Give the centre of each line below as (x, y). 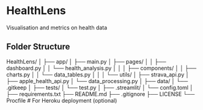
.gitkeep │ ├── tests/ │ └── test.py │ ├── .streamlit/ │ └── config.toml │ (100, 87)
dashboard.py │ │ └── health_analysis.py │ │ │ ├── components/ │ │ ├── (102, 68)
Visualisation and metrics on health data (57, 28)
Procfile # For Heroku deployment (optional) (62, 100)
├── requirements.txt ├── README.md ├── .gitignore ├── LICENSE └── (101, 94)
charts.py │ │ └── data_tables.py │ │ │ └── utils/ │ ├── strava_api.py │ (98, 75)
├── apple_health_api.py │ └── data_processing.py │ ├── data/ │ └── (97, 81)
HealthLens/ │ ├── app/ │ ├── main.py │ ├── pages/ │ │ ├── (86, 61)
